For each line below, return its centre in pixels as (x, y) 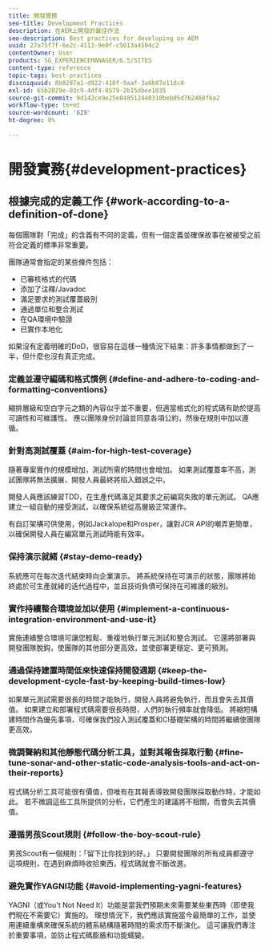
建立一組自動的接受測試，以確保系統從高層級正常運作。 (99, 507)
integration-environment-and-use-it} (82, 619)
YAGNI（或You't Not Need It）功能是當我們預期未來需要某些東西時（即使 (128, 905)
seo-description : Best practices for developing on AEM (103, 38)
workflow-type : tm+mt (44, 105)
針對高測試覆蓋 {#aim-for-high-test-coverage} (100, 451)
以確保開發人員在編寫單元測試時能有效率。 (78, 534)
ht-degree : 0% (32, 120)
